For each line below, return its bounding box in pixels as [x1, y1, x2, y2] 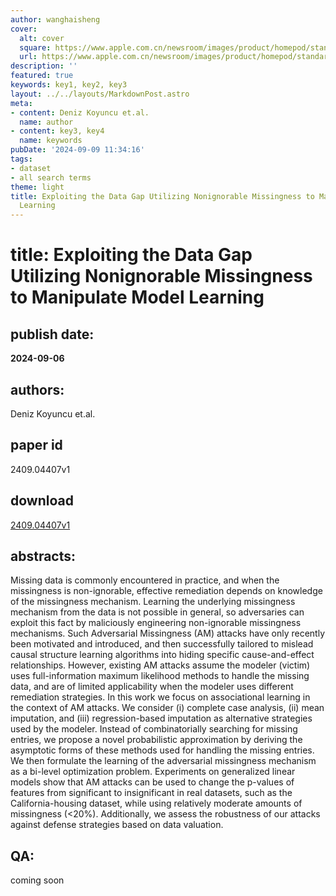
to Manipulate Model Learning [10, 286, 265, 309]
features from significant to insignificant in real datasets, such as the [10, 787, 293, 799]
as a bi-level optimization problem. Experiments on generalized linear [10, 766, 296, 778]
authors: [10, 381, 65, 398]
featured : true [10, 71, 74, 81]
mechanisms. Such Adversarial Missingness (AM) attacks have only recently [10, 627, 326, 640]
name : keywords [19, 136, 83, 146]
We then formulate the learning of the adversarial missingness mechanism [10, 755, 317, 767]
